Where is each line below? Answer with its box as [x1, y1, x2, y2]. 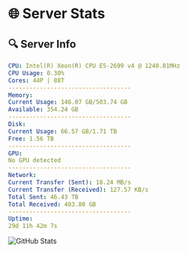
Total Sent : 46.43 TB [8, 193, 79, 201]
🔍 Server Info [8, 37, 77, 51]
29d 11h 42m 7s [8, 222, 58, 230]
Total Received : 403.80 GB [8, 201, 96, 208]
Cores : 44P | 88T [8, 76, 65, 85]
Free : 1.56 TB [8, 135, 55, 143]
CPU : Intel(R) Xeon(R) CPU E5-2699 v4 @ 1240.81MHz [8, 62, 180, 70]
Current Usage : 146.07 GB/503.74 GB [8, 99, 128, 107]
